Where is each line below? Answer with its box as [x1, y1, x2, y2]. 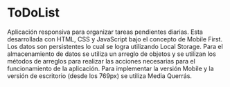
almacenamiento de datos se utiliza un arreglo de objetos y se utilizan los [7, 50, 216, 58]
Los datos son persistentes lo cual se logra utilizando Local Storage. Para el [7, 42, 223, 50]
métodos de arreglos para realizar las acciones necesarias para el [7, 57, 195, 65]
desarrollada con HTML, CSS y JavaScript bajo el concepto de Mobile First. [7, 35, 223, 43]
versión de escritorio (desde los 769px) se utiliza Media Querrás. [7, 71, 193, 80]
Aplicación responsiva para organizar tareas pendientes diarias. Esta [7, 28, 203, 36]
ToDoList [7, 5, 60, 21]
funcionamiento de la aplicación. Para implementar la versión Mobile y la [7, 64, 214, 72]
